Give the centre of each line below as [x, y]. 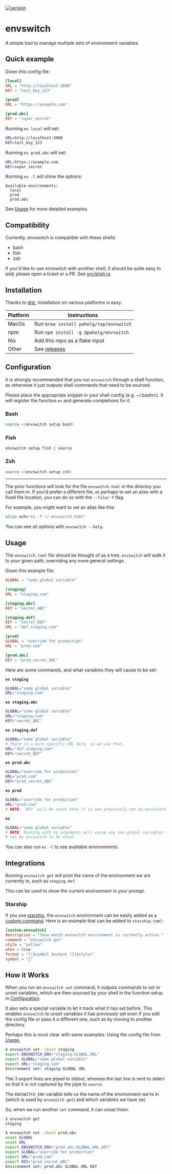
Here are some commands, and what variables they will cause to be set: [81, 670]
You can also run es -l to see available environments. [62, 847]
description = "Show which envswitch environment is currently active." [84, 935]
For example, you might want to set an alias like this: [60, 507]
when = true [18, 949]
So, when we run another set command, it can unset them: [67, 1109]
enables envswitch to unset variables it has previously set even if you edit [83, 1014]
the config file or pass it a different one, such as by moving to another [79, 1019]
